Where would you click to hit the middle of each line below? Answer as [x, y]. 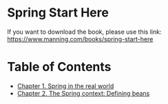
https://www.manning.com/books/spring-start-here [80, 39]
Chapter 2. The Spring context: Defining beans [83, 93]
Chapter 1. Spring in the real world [65, 86]
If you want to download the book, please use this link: [84, 32]
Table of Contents [59, 67]
